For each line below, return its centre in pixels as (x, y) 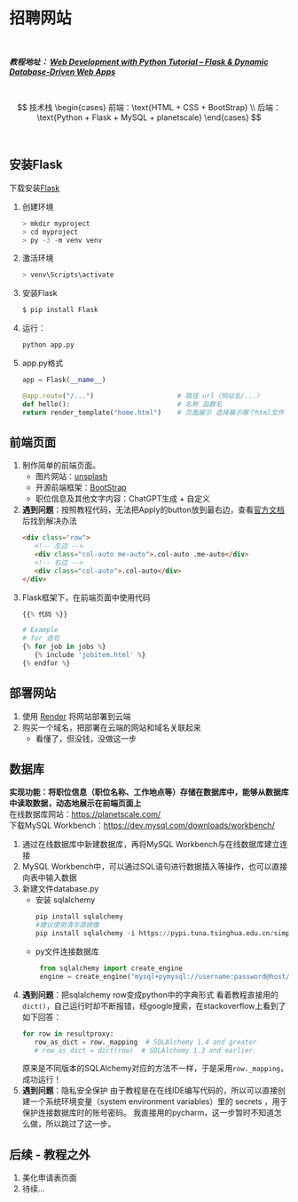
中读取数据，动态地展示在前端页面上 (75, 803)
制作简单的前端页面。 (61, 465)
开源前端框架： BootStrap (81, 488)
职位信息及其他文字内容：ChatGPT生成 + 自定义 (123, 499)
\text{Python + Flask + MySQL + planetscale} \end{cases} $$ (149, 117)
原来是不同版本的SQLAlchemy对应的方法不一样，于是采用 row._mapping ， (155, 1069)
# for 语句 (41, 638)
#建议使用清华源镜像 (67, 926)
